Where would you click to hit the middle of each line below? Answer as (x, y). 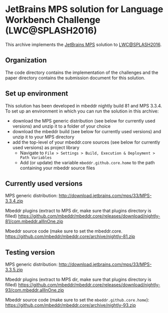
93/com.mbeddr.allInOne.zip (35, 290)
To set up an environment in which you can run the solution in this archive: (82, 111)
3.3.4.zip (14, 201)
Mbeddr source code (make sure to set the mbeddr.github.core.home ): (77, 300)
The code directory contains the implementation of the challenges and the (82, 72)
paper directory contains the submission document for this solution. (75, 78)
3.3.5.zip (14, 270)
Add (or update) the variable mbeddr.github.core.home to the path (87, 162)
